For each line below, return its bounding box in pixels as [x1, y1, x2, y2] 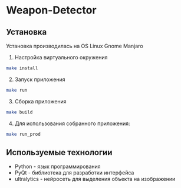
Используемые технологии [6, 147, 113, 157]
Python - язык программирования [14, 163, 101, 170]
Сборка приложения [14, 98, 67, 105]
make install [6, 65, 38, 71]
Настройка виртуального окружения [14, 54, 108, 61]
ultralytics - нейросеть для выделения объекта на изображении [14, 176, 176, 183]
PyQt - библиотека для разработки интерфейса [14, 169, 134, 176]
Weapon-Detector [6, 4, 97, 17]
